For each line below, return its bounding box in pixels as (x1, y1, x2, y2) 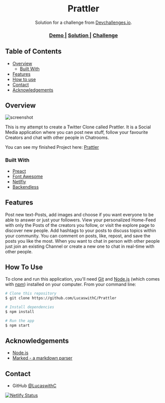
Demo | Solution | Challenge (49, 32, 118, 39)
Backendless (12, 184, 39, 190)
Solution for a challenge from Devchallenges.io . (35, 19, 132, 25)
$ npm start (5, 323, 30, 328)
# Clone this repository (5, 291, 57, 296)
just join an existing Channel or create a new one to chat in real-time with (5, 243, 155, 249)
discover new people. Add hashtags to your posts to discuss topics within (5, 227, 157, 233)
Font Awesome (12, 173, 43, 179)
